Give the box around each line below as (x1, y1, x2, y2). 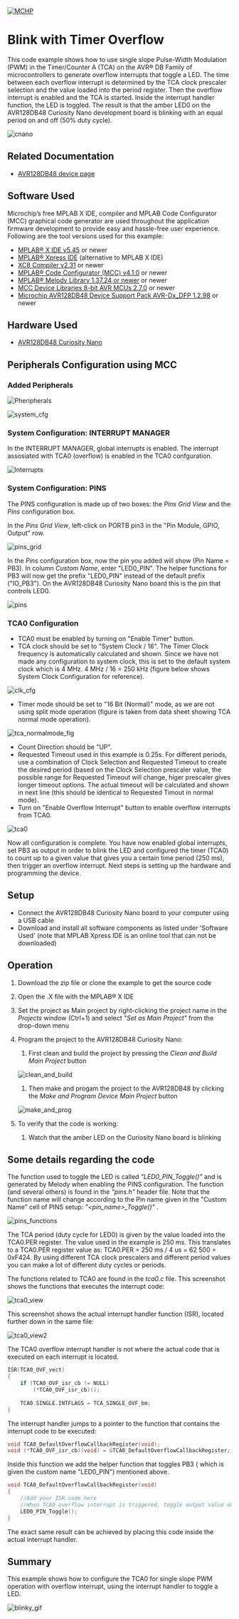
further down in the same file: (7, 1317, 94, 1326)
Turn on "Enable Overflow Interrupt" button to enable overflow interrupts (17, 803, 231, 812)
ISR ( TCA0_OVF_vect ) (7, 1367, 65, 1374)
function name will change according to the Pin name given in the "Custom (7, 1195, 227, 1204)
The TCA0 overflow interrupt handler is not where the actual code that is (7, 1345, 220, 1354)
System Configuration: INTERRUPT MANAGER (7, 428, 171, 438)
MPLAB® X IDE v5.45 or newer (17, 245, 108, 254)
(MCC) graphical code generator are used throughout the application (7, 216, 210, 225)
